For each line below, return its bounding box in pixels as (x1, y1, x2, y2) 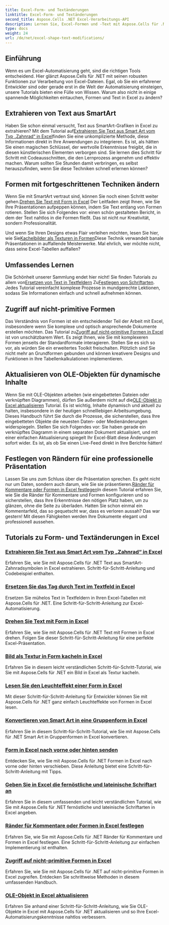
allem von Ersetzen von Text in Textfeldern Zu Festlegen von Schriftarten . (5, 280, 155, 286)
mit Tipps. (41, 769, 62, 775)
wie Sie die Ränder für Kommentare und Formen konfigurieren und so (5, 492, 149, 498)
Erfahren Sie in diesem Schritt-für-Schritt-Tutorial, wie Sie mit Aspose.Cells (5, 728, 160, 734)
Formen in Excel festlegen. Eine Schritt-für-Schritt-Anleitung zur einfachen (5, 839, 160, 845)
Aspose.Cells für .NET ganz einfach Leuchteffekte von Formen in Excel (5, 699, 152, 705)
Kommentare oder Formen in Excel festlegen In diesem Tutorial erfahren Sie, (5, 486, 162, 493)
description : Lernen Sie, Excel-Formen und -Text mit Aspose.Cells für (5, 21, 158, 27)
